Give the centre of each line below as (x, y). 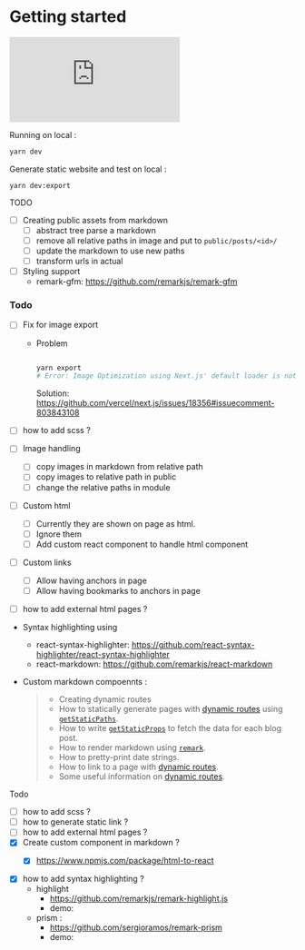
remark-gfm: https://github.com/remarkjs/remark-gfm (137, 282)
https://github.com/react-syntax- (193, 645)
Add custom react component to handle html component (142, 544)
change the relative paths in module (103, 487)
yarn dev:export (40, 185)
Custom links (47, 562)
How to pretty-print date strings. (119, 757)
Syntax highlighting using (70, 628)
